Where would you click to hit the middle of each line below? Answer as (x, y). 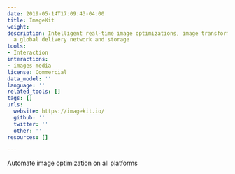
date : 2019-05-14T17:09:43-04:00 (56, 14)
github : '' (29, 117)
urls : (15, 105)
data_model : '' (29, 79)
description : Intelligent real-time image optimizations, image (103, 33)
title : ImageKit (31, 20)
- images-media (29, 66)
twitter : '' (31, 124)
